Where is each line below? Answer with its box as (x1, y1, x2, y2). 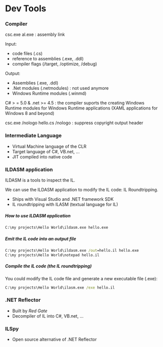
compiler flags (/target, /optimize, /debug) (12, 61, 97, 67)
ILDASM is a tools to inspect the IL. (5, 177, 75, 183)
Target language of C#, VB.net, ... (12, 148, 80, 155)
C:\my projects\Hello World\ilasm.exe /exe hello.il (5, 285, 115, 290)
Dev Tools (5, 3, 47, 14)
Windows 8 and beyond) (5, 110, 55, 116)
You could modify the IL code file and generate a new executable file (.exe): (5, 275, 158, 281)
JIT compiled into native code (12, 154, 72, 160)
